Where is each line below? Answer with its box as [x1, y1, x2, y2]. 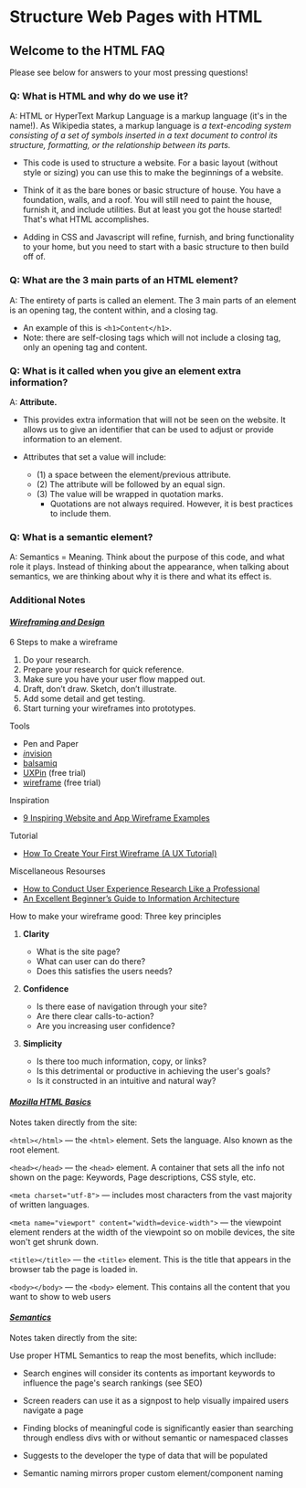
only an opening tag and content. [22, 341, 148, 353]
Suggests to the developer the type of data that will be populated [22, 1450, 268, 1461]
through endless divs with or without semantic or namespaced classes [22, 1432, 289, 1443]
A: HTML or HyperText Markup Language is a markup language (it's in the [9, 111, 288, 122]
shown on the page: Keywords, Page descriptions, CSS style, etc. [9, 1172, 256, 1183]
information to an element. [22, 433, 122, 444]
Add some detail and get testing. [22, 693, 146, 705]
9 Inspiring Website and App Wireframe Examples [22, 813, 210, 824]
